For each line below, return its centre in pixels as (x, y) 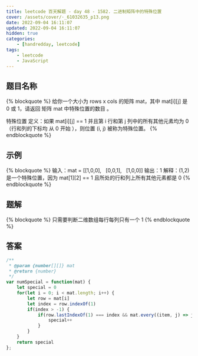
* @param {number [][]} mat (42, 265)
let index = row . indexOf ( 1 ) (62, 304)
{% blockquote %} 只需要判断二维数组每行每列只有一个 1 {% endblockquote (98, 219)
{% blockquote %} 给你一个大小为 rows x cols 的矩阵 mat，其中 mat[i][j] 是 (97, 101)
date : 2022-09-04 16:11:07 (39, 22)
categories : (21, 39)
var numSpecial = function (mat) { (49, 282)
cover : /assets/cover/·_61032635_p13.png (58, 17)
